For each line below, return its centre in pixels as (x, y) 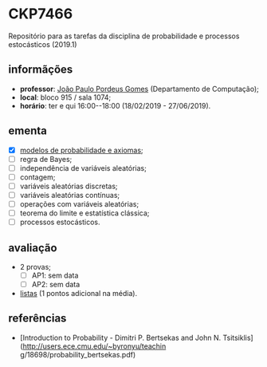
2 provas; (35, 266)
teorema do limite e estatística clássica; (84, 213)
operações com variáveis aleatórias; (79, 203)
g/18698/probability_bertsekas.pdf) (78, 354)
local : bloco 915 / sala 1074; (65, 97)
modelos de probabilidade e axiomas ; (81, 150)
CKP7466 (41, 14)
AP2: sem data (56, 284)
